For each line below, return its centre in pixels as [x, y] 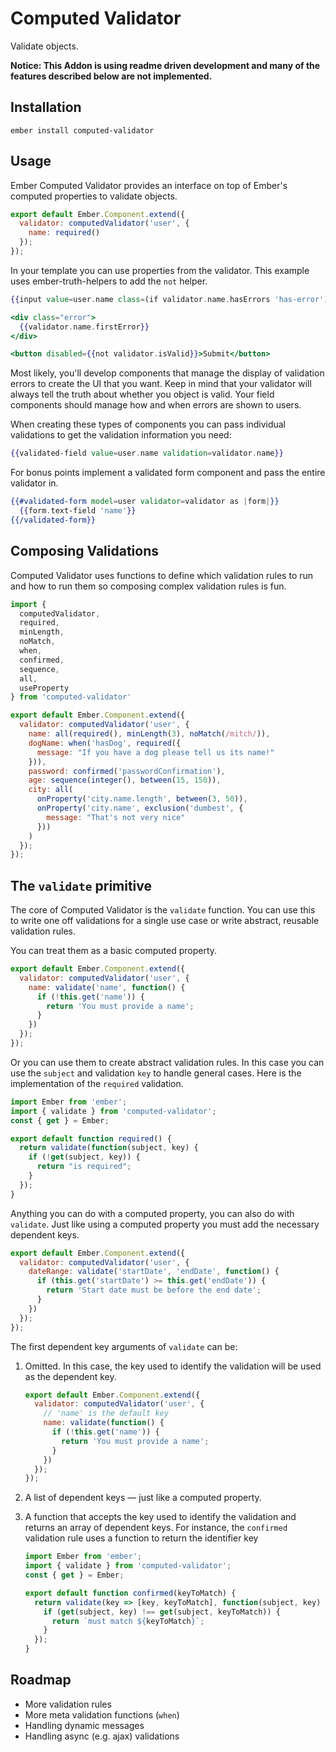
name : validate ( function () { [104, 1423]
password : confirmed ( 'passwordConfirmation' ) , [127, 771]
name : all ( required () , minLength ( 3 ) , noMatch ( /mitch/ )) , [149, 734]
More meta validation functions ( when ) [102, 1714]
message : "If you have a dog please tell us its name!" [155, 752]
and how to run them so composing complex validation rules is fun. [148, 586]
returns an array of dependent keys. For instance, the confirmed [156, 1528]
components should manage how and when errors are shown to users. [156, 405]
